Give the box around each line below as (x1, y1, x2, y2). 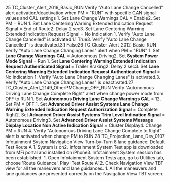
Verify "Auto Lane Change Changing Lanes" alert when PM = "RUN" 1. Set (5, 48, 160, 53)
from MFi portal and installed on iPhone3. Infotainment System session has (5, 149, 162, 155)
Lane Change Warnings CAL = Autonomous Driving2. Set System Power (5, 53, 159, 59)
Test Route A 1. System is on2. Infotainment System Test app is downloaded (5, 144, 164, 150)
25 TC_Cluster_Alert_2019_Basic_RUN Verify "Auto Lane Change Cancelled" (5, 5, 163, 10)
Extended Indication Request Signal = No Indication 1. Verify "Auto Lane (5, 31, 155, 37)
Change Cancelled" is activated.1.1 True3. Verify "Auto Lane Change (5, 36, 147, 42)
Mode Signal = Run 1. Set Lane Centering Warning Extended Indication (5, 58, 156, 64)
